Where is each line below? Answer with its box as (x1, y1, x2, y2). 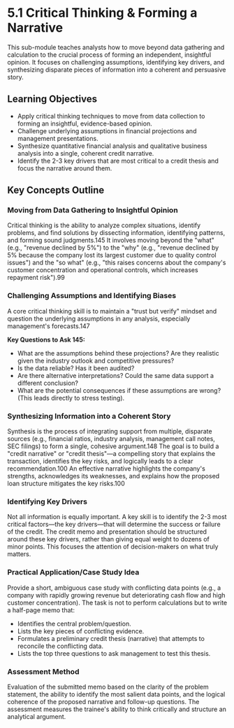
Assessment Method (7, 666, 80, 676)
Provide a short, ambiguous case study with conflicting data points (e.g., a (7, 584, 221, 592)
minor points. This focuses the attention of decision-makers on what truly (7, 542, 219, 551)
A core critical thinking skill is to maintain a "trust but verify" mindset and (7, 306, 217, 315)
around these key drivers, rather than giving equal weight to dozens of (7, 535, 210, 544)
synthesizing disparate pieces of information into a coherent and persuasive (7, 65, 226, 74)
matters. (7, 550, 31, 558)
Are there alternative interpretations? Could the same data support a (17, 371, 214, 379)
